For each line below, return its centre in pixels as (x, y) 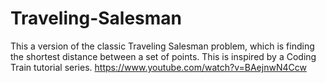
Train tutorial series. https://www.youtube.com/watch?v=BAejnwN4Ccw (158, 67)
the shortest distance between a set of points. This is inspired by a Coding (163, 56)
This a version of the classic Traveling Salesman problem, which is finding (162, 46)
